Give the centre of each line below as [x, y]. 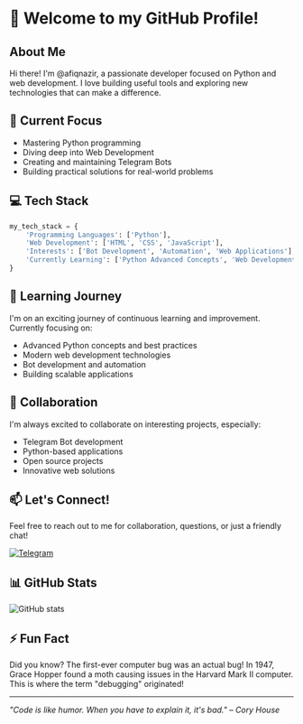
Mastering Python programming [82, 143]
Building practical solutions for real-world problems [118, 172]
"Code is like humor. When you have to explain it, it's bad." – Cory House [145, 710]
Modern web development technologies [96, 355]
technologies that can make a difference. [85, 93]
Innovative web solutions [69, 470]
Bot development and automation [84, 364]
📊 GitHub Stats [53, 583]
